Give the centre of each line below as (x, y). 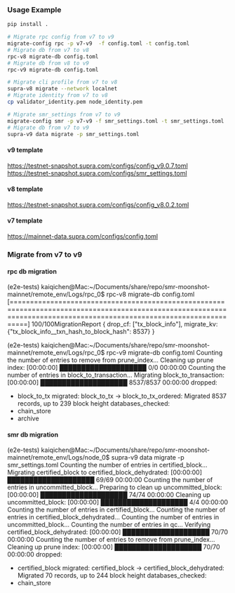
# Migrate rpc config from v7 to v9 (61, 37)
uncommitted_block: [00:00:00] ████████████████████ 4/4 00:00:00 (118, 502)
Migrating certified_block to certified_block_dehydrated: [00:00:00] (105, 472)
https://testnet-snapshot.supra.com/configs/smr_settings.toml (97, 173)
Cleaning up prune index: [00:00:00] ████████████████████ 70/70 (114, 547)
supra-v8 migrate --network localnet (62, 89)
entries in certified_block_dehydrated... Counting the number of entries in (113, 517)
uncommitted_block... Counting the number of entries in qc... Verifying (109, 525)
